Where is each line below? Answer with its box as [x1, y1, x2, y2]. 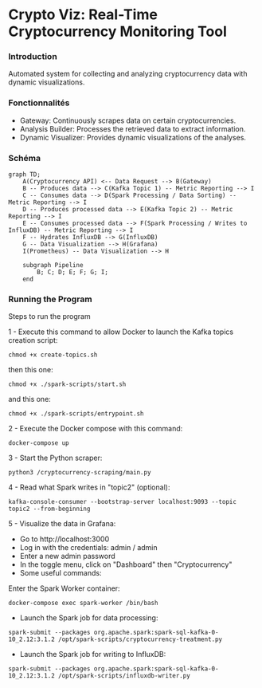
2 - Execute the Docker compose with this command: [8, 424, 183, 434]
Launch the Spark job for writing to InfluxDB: [19, 650, 166, 659]
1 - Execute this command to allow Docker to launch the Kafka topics [8, 327, 233, 336]
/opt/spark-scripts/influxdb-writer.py [58, 672, 191, 680]
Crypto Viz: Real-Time [8, 6, 158, 24]
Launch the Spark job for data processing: [19, 613, 158, 623]
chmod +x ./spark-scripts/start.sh [8, 380, 127, 388]
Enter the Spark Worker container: [8, 584, 121, 593]
